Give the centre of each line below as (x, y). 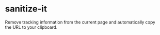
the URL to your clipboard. (31, 27)
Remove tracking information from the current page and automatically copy (80, 22)
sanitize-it (26, 9)
